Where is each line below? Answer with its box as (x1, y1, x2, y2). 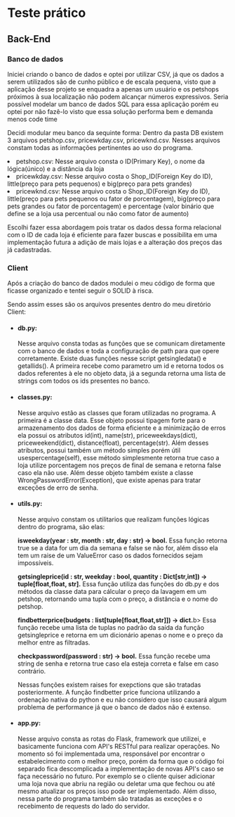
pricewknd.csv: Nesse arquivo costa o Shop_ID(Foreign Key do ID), (16, 186, 210, 195)
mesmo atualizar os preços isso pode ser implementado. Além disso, (17, 787, 217, 795)
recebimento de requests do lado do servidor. (17, 802, 150, 810)
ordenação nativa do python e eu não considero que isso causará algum (17, 695, 227, 704)
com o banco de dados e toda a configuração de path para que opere (17, 347, 220, 355)
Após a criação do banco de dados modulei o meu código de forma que (7, 279, 215, 288)
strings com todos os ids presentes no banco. (17, 376, 150, 385)
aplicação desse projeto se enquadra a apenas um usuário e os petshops (7, 84, 220, 93)
